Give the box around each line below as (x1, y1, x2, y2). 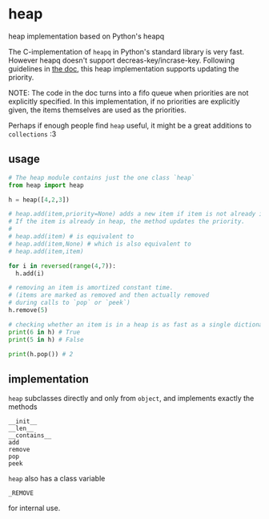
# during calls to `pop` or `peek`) (8, 298, 130, 307)
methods (8, 402, 38, 412)
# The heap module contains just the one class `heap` (8, 173, 195, 181)
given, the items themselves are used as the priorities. (8, 105, 187, 115)
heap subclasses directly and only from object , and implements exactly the (8, 394, 255, 403)
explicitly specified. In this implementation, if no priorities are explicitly (8, 96, 240, 106)
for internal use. (8, 503, 61, 513)
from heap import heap (8, 181, 84, 189)
